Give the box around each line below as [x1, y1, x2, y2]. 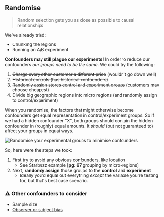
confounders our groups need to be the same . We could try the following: [5, 61, 155, 67]
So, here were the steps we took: [5, 147, 73, 153]
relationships [17, 22, 43, 28]
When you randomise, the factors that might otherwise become [5, 107, 134, 113]
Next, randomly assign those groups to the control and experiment [12, 167, 151, 173]
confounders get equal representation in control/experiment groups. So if [5, 112, 155, 118]
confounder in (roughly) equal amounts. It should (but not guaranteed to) [5, 123, 153, 129]
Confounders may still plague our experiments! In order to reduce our [5, 56, 150, 62]
